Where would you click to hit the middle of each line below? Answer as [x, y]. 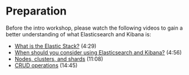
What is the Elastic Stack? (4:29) [55, 46]
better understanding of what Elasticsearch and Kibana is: [79, 34]
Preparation [36, 11]
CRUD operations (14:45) [46, 65]
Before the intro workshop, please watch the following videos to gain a [94, 28]
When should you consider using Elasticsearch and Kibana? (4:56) [98, 52]
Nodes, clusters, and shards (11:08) [59, 59]
